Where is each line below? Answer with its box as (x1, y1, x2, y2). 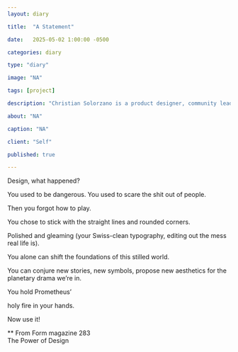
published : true (7, 151, 55, 158)
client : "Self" (7, 138, 52, 145)
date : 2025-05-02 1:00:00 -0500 (7, 36, 110, 43)
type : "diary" (7, 62, 50, 69)
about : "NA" (7, 113, 42, 120)
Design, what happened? (7, 176, 80, 185)
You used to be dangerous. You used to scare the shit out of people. (7, 191, 207, 199)
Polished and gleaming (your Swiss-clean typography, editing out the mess (7, 232, 227, 240)
